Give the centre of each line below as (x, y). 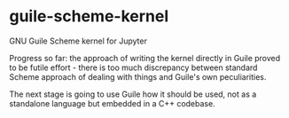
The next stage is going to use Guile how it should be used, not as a (133, 94)
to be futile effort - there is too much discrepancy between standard (133, 67)
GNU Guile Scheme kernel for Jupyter (78, 41)
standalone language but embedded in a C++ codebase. (112, 103)
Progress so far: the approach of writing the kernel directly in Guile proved (145, 58)
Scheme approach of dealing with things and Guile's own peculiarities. (138, 76)
